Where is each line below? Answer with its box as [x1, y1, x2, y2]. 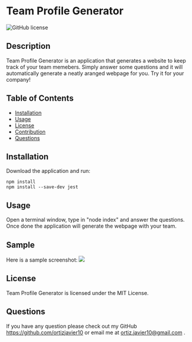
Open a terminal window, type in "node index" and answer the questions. [6, 216, 185, 223]
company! [6, 76, 31, 83]
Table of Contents [6, 94, 74, 104]
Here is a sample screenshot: [6, 256, 78, 263]
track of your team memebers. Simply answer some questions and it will [6, 63, 183, 70]
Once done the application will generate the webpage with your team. [6, 222, 177, 230]
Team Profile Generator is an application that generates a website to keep [6, 57, 186, 64]
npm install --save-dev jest [6, 184, 78, 190]
